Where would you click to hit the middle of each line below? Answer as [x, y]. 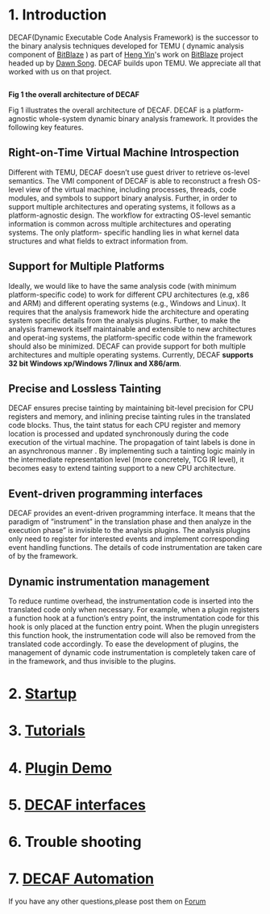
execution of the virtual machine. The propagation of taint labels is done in [132, 442]
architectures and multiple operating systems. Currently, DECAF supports [131, 354]
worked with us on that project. [60, 71]
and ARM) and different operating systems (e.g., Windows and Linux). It [127, 303]
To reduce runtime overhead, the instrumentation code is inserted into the [131, 601]
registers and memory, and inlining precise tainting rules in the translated [130, 417]
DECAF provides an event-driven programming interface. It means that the [132, 513]
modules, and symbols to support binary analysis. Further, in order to [123, 198]
